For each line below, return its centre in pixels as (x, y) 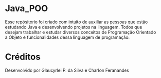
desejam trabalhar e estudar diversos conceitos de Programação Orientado (81, 32)
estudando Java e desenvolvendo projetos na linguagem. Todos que (74, 27)
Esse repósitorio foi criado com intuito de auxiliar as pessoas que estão (77, 22)
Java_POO (27, 8)
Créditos (23, 57)
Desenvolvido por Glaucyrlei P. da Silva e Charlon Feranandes (67, 70)
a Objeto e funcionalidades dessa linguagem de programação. (67, 37)
